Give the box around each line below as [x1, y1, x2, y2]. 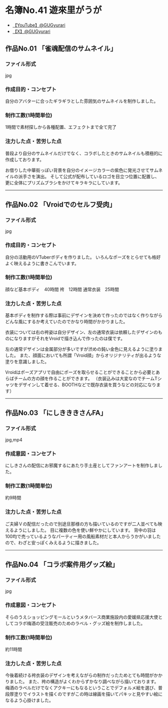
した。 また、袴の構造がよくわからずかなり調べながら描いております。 [13, 678, 159, 684]
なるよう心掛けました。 [5, 697, 53, 703]
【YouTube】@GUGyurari [12, 22, 66, 28]
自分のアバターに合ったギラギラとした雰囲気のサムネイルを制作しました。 [5, 98, 158, 104]
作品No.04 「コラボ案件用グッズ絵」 [5, 560, 119, 569]
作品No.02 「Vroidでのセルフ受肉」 [5, 200, 116, 209]
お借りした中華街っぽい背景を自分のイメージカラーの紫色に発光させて [5, 167, 150, 173]
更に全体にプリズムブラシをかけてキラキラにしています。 [5, 180, 123, 186]
